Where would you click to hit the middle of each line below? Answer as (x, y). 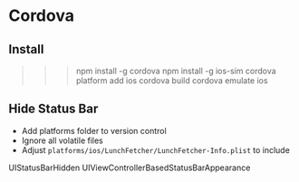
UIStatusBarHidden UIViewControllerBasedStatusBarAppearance (130, 168)
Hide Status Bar (53, 109)
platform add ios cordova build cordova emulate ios (172, 81)
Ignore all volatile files (62, 140)
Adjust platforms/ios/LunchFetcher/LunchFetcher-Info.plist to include (156, 149)
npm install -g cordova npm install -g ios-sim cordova (176, 71)
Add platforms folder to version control (94, 130)
